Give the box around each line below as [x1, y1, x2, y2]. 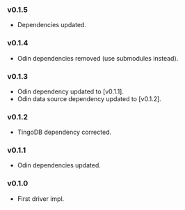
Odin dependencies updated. [17, 161, 101, 170]
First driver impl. [17, 194, 65, 203]
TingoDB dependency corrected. [17, 128, 112, 137]
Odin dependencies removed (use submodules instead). [17, 54, 179, 62]
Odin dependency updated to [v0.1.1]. [17, 87, 124, 96]
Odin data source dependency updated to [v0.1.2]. [17, 94, 161, 103]
